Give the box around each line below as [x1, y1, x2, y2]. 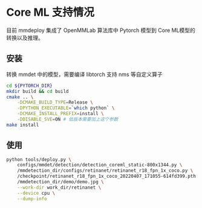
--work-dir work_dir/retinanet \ [17, 184, 102, 191]
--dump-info [17, 195, 47, 202]
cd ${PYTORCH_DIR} [6, 83, 53, 89]
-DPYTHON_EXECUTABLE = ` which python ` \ [17, 105, 115, 112]
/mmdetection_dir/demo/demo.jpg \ [17, 179, 104, 185]
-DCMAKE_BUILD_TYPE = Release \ [17, 99, 94, 106]
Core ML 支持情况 [6, 5, 95, 19]
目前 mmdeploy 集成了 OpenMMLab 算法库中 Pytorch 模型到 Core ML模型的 [6, 27, 195, 34]
